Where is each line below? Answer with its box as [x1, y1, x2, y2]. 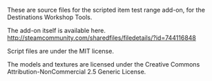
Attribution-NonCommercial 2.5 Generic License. [7, 68, 146, 76]
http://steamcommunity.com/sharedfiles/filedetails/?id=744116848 [7, 34, 197, 42]
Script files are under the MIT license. [7, 47, 114, 55]
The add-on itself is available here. [7, 27, 106, 34]
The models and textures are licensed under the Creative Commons [7, 60, 200, 68]
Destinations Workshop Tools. [7, 13, 93, 21]
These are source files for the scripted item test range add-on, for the [7, 6, 206, 14]
